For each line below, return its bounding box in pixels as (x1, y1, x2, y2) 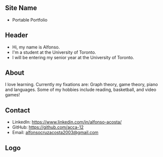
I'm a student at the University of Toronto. (12, 49, 96, 55)
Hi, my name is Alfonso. (12, 44, 60, 50)
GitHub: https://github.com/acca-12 (12, 124, 84, 130)
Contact (5, 106, 30, 114)
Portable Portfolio (12, 17, 48, 22)
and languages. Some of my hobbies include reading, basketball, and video (5, 87, 157, 92)
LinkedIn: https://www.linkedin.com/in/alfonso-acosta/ (12, 119, 122, 125)
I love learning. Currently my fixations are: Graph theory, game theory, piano (5, 82, 158, 88)
